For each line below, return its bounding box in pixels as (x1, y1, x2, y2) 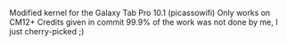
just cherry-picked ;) (9, 26, 85, 36)
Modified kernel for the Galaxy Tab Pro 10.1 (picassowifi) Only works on (9, 8, 271, 18)
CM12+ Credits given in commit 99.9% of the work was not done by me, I (9, 17, 278, 27)
